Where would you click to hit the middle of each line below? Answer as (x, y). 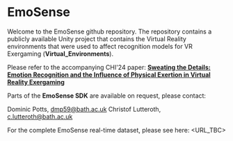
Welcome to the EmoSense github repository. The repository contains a (110, 31)
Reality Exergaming (36, 82)
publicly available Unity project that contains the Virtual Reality (97, 38)
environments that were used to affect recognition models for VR (100, 46)
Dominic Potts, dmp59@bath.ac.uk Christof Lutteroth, (84, 109)
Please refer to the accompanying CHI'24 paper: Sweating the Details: (109, 67)
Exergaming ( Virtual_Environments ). (60, 54)
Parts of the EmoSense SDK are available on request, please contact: (107, 96)
